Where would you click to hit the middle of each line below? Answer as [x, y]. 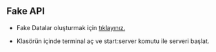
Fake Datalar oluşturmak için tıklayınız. [71, 27]
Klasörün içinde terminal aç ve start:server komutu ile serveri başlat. [113, 41]
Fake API [26, 11]
